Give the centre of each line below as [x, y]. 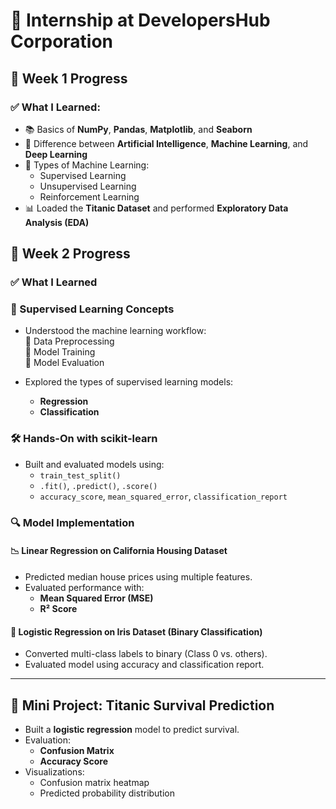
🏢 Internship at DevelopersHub [140, 20]
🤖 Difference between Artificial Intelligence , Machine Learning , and [166, 143]
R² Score [58, 608]
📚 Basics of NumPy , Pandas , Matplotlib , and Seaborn [138, 129]
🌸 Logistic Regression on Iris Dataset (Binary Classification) [136, 631]
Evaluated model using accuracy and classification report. [144, 665]
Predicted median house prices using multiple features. [138, 576]
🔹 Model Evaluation [64, 363]
